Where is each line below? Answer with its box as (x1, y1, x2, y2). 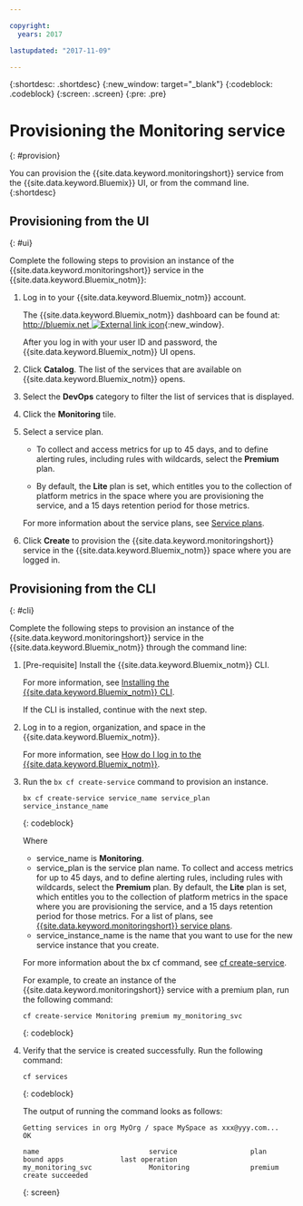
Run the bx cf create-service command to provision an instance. (22, 776, 269, 787)
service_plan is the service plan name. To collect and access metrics (35, 862, 294, 873)
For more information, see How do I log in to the (22, 749, 201, 760)
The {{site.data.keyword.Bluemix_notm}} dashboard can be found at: (22, 309, 280, 320)
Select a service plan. (22, 427, 104, 437)
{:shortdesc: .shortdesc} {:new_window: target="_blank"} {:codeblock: (9, 79, 274, 90)
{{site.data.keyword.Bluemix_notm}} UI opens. (22, 347, 196, 358)
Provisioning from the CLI (9, 581, 156, 596)
